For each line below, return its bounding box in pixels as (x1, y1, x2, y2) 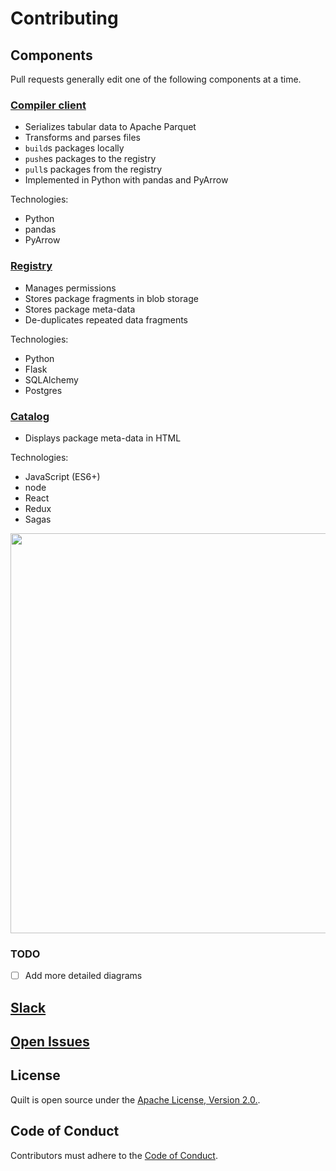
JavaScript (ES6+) (24, 470, 101, 482)
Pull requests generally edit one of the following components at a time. (10, 73, 302, 85)
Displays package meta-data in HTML (24, 432, 182, 444)
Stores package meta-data (24, 303, 136, 315)
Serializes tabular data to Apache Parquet (24, 121, 197, 133)
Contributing (10, 7, 119, 30)
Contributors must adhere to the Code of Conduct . (10, 1149, 218, 1161)
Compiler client (10, 98, 87, 112)
